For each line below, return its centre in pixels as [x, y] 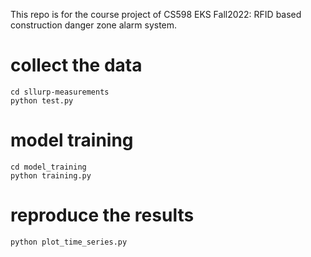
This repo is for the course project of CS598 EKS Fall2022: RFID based [156, 14]
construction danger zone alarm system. [94, 25]
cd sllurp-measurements [60, 92]
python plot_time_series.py [69, 242]
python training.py [51, 175]
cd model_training [48, 167]
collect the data [76, 65]
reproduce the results [102, 215]
